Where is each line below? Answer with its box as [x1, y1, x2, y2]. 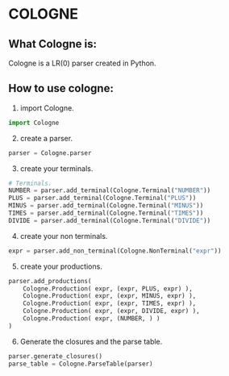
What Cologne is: [8, 37, 97, 51]
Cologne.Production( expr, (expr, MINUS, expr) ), [23, 292, 197, 300]
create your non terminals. [19, 231, 108, 240]
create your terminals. [19, 163, 94, 173]
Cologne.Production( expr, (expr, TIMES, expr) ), [23, 299, 197, 307]
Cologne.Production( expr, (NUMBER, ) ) [23, 315, 160, 323]
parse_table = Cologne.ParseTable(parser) [8, 360, 153, 368]
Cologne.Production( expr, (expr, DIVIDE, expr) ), [23, 307, 200, 315]
